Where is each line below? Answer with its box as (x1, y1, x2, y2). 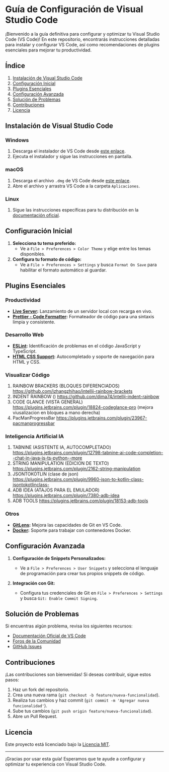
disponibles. (20, 251, 46, 257)
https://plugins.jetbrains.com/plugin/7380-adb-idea (12, 493, 120, 499)
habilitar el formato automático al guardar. (20, 267, 107, 273)
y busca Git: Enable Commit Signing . (20, 595, 98, 601)
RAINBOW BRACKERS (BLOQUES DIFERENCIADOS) (12, 383, 120, 389)
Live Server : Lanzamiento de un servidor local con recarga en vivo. (12, 308, 152, 314)
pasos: (5, 677, 19, 683)
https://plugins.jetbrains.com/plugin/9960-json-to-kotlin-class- (12, 476, 144, 482)
